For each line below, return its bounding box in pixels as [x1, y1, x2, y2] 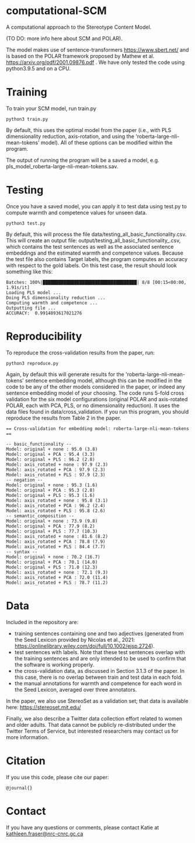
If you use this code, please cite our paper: [6, 773, 109, 781]
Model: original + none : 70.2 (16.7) [6, 554, 100, 560]
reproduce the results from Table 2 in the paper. [6, 414, 121, 421]
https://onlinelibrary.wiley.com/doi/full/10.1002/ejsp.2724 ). [14, 642, 155, 649]
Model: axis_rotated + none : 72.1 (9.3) [6, 569, 109, 575]
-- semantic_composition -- [6, 513, 75, 519]
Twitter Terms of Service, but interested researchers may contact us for [6, 727, 179, 734]
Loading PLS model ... [6, 289, 61, 296]
